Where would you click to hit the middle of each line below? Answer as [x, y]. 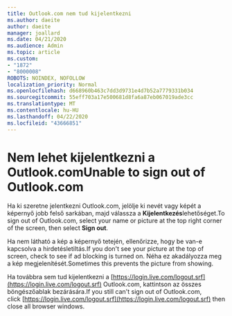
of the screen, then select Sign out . [58, 228]
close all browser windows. [46, 306]
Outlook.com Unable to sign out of [106, 172]
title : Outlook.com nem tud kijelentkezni [69, 14]
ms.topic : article [34, 53]
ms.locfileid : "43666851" [44, 123]
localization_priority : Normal [52, 85]
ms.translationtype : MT [42, 104]
